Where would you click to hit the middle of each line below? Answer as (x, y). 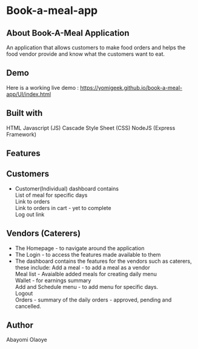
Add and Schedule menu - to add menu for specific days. (87, 286)
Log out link (30, 214)
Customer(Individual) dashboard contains (67, 188)
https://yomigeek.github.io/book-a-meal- (131, 87)
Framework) (21, 134)
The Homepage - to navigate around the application (80, 248)
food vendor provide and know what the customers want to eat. (86, 54)
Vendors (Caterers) (43, 233)
